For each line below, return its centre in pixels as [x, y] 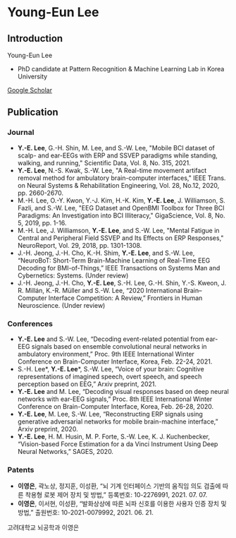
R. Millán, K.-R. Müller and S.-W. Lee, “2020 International [100, 290]
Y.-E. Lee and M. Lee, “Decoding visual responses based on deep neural [123, 391]
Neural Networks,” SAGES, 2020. [66, 451]
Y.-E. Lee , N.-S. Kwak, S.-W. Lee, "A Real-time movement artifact [112, 170]
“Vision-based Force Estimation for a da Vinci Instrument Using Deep [118, 444]
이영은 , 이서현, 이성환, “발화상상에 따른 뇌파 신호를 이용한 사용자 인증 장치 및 [122, 504]
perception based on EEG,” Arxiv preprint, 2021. [87, 384]
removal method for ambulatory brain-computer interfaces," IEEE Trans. [122, 178]
